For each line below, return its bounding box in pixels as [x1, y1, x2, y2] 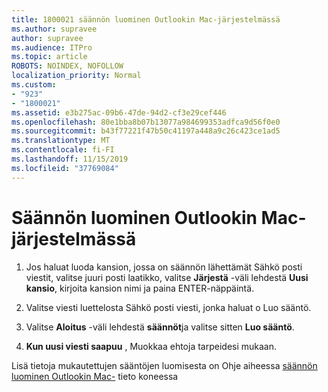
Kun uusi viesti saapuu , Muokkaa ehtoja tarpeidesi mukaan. [25, 340, 278, 352]
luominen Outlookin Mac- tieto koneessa [11, 370, 179, 382]
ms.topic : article [11, 52, 88, 62]
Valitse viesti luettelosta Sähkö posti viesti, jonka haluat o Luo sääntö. [25, 301, 312, 313]
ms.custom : [11, 80, 57, 90]
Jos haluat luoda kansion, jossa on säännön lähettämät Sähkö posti [25, 261, 303, 273]
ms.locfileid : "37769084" [11, 163, 119, 173]
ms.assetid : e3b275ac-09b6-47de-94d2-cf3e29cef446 [11, 107, 227, 118]
